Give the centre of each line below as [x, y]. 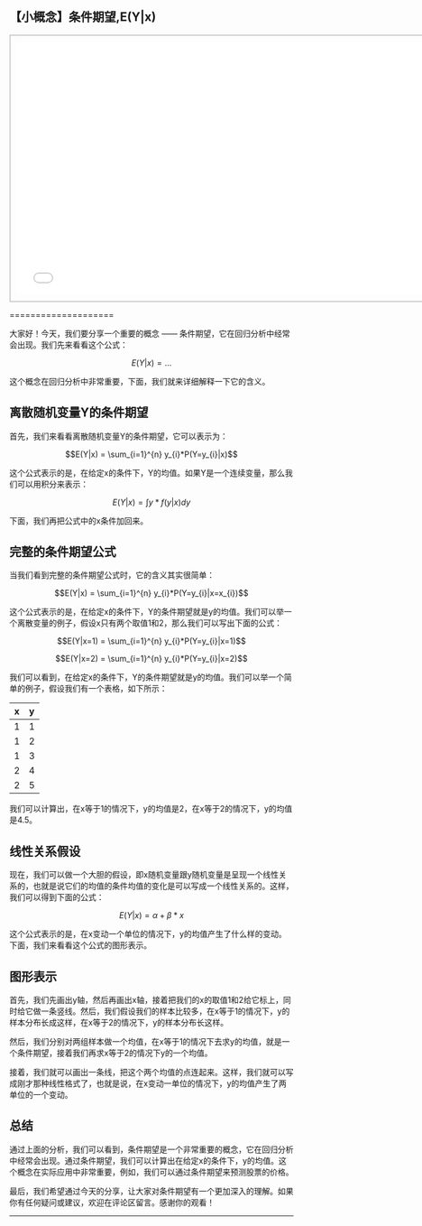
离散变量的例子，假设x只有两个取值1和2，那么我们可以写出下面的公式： [149, 623]
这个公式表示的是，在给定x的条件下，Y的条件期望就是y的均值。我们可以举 [147, 612]
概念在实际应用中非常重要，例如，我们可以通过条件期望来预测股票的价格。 [155, 1172]
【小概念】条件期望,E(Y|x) [83, 17]
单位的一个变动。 [41, 1095]
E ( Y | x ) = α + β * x [151, 915]
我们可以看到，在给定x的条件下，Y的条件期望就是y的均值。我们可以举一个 [147, 677]
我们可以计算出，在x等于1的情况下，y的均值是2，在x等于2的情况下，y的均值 [151, 809]
